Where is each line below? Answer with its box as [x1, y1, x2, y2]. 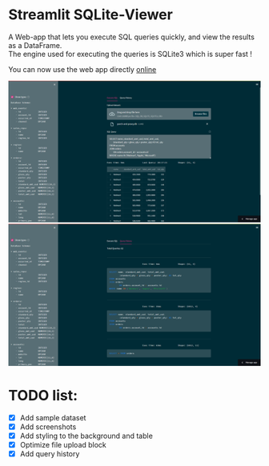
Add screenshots [19, 422, 77, 432]
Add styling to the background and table [19, 431, 154, 440]
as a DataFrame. [8, 40, 62, 50]
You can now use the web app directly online [8, 64, 157, 74]
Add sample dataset [19, 412, 86, 422]
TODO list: [8, 387, 78, 405]
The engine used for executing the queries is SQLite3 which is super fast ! [8, 49, 252, 58]
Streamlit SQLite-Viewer [8, 6, 174, 24]
